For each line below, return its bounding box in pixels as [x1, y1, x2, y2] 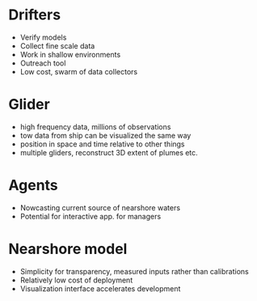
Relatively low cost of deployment [19, 275, 133, 285]
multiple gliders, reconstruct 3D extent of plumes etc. [19, 147, 198, 157]
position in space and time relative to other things [19, 139, 185, 149]
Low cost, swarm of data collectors [19, 66, 138, 76]
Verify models [19, 32, 67, 42]
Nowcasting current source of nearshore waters [19, 202, 180, 212]
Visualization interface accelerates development [19, 283, 181, 293]
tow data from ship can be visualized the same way [19, 130, 192, 140]
